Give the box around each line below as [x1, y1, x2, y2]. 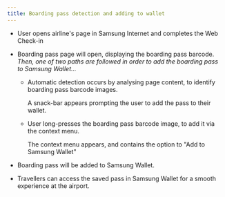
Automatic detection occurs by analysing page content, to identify [27, 77, 216, 86]
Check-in [17, 36, 43, 45]
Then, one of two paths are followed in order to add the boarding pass [17, 57, 219, 66]
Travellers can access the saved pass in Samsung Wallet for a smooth [17, 174, 216, 182]
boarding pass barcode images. [27, 85, 119, 93]
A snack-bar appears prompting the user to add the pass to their [27, 98, 211, 107]
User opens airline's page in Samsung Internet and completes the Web [17, 29, 219, 37]
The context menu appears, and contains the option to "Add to [27, 140, 206, 149]
